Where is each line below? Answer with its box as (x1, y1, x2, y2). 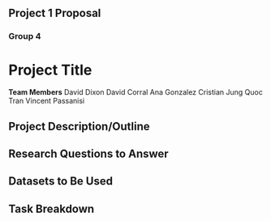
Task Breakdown (8, 202, 95, 215)
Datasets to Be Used (8, 174, 114, 189)
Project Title (8, 61, 92, 79)
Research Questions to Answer (8, 147, 169, 161)
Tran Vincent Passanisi (8, 96, 85, 106)
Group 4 (8, 31, 42, 42)
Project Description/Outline (8, 119, 150, 133)
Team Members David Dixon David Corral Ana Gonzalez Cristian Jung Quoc (8, 87, 264, 97)
